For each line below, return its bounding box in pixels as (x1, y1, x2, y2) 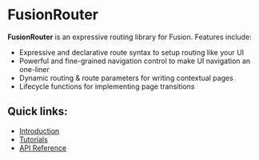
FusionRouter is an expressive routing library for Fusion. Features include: (7, 32, 253, 42)
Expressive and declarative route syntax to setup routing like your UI (18, 47, 245, 57)
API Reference (18, 142, 67, 153)
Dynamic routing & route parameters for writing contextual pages (18, 73, 233, 82)
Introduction (18, 126, 60, 135)
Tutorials (18, 134, 49, 144)
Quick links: (7, 105, 69, 118)
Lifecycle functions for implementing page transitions (18, 82, 195, 91)
